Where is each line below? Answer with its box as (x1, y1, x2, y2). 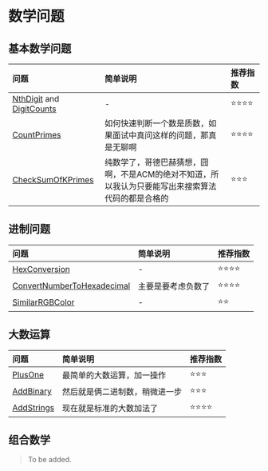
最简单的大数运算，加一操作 (61, 369, 166, 381)
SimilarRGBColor (12, 297, 75, 308)
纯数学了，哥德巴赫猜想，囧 (104, 157, 209, 168)
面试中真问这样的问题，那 (112, 130, 209, 141)
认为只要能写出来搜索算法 (120, 181, 217, 192)
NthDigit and (12, 94, 60, 104)
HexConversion (12, 264, 70, 275)
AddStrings (12, 402, 54, 413)
